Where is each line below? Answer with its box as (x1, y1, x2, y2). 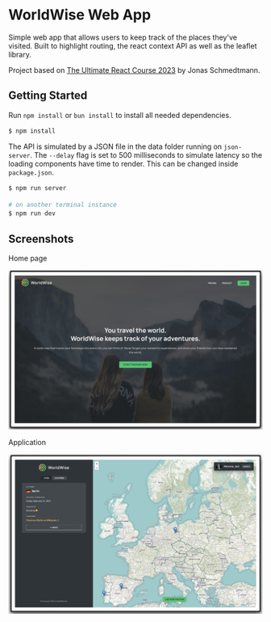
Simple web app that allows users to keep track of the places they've (8, 32, 238, 42)
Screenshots (8, 232, 74, 246)
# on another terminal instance (8, 201, 117, 209)
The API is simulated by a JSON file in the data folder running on (8, 142, 223, 151)
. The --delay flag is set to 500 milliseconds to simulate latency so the (29, 150, 263, 159)
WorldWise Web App (8, 6, 152, 24)
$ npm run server (8, 184, 67, 192)
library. (8, 49, 32, 59)
